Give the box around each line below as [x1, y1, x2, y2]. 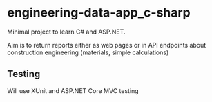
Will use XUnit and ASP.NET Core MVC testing [7, 86, 139, 94]
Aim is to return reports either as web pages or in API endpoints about [7, 41, 206, 49]
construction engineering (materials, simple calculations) [7, 48, 169, 57]
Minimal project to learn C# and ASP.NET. [7, 28, 126, 36]
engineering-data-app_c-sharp [7, 5, 191, 21]
